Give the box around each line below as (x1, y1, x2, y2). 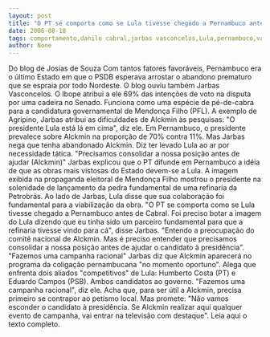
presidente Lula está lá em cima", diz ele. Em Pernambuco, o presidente (8, 124, 247, 133)
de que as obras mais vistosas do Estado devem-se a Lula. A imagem (8, 166, 239, 176)
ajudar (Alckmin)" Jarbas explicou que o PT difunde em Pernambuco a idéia (8, 157, 260, 167)
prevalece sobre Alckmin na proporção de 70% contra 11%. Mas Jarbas (8, 132, 245, 141)
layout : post (8, 11, 52, 20)
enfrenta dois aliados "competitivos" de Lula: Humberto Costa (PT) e (8, 268, 236, 278)
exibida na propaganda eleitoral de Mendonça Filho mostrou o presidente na (8, 174, 261, 185)
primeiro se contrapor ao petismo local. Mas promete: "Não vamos (8, 294, 229, 303)
